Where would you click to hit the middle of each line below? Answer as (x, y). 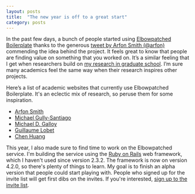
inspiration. (20, 100)
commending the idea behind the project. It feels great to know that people (97, 52)
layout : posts (23, 11)
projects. (17, 76)
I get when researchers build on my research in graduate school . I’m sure (95, 64)
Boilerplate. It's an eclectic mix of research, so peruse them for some (90, 94)
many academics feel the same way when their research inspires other (92, 70)
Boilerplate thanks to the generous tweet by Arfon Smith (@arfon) (85, 45)
